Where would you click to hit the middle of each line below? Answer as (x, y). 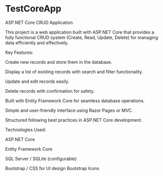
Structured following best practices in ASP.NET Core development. (74, 120)
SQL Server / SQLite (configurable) (41, 159)
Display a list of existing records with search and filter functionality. (74, 72)
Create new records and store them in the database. (59, 62)
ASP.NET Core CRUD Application (39, 22)
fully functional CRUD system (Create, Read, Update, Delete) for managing (82, 37)
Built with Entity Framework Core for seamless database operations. (75, 101)
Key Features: (19, 52)
